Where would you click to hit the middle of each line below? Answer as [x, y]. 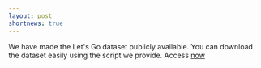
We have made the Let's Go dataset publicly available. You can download [131, 46]
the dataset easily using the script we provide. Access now [107, 55]
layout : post [30, 16]
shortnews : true [36, 23]
